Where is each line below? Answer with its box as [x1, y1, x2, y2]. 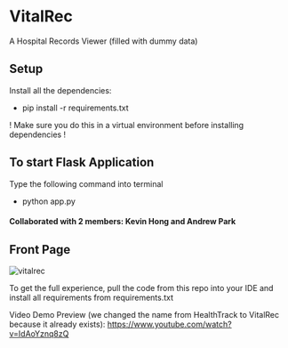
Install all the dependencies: [9, 85, 112, 95]
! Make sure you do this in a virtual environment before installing [9, 119, 244, 130]
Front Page [9, 242, 71, 257]
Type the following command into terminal [9, 178, 164, 189]
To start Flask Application [9, 155, 155, 170]
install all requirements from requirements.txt [9, 292, 174, 303]
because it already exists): [9, 319, 106, 329]
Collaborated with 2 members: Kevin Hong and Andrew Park [9, 216, 236, 227]
